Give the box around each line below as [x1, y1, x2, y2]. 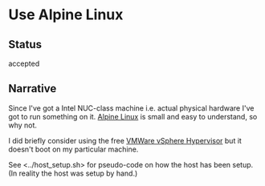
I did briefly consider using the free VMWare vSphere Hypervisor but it [8, 135, 243, 145]
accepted [8, 59, 40, 68]
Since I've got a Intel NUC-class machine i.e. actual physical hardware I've [8, 103, 255, 113]
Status [8, 38, 43, 51]
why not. [8, 120, 38, 130]
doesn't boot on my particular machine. [8, 144, 139, 154]
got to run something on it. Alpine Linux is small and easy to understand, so [8, 111, 258, 121]
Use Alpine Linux [8, 6, 124, 24]
